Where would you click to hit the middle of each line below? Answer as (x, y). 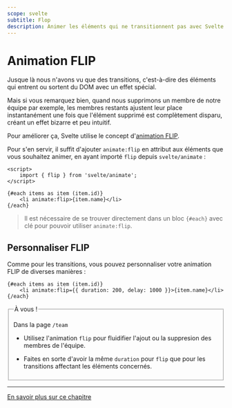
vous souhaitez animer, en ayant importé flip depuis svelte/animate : (106, 157)
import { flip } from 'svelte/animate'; (78, 176)
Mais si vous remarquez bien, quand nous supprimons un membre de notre (114, 100)
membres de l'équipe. (55, 346)
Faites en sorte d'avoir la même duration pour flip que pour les (115, 359)
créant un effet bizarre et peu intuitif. (59, 122)
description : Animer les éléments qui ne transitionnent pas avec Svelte (116, 26)
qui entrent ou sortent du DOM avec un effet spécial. (82, 87)
